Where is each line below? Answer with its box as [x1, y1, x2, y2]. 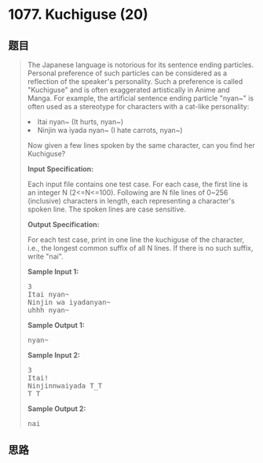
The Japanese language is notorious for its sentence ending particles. [27, 61, 254, 69]
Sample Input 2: [27, 351, 81, 359]
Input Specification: [27, 164, 94, 174]
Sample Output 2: [27, 404, 86, 413]
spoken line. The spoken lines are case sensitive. [27, 204, 186, 214]
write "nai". [27, 252, 64, 261]
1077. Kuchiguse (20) [8, 6, 149, 24]
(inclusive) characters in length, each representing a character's [27, 197, 236, 205]
